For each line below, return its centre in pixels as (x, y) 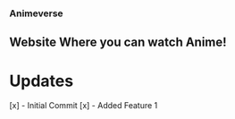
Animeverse (37, 13)
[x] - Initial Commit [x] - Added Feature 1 (84, 106)
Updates (42, 81)
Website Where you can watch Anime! (118, 42)
